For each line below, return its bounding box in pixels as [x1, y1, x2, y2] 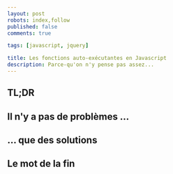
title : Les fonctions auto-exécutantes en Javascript [7, 55, 167, 62]
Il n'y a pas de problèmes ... [7, 111, 130, 122]
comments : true [7, 29, 52, 37]
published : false [7, 23, 58, 30]
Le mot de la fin [7, 158, 75, 170]
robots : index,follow [7, 17, 70, 24]
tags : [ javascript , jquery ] [7, 42, 89, 49]
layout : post [7, 10, 45, 17]
